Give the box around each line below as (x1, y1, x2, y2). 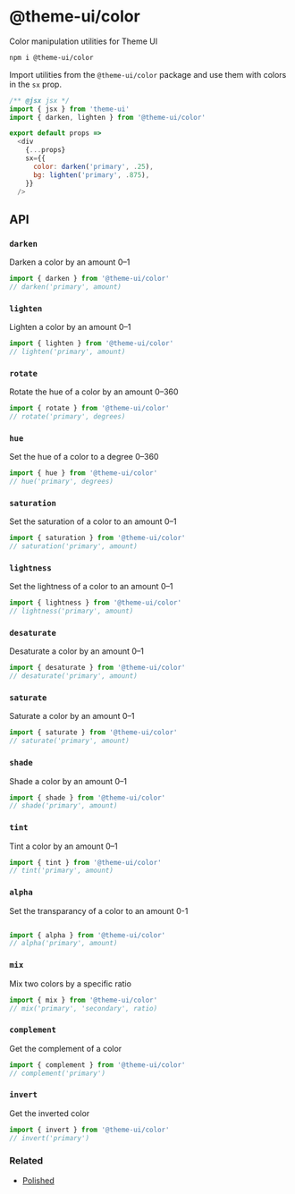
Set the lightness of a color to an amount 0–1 (9, 581, 173, 592)
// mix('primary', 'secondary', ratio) (9, 1003, 158, 1012)
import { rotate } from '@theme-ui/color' (9, 404, 170, 413)
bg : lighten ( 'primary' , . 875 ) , (32, 170, 150, 180)
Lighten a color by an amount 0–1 (9, 322, 131, 333)
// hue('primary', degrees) (9, 477, 114, 487)
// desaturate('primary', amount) (9, 672, 139, 681)
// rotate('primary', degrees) (9, 412, 126, 421)
